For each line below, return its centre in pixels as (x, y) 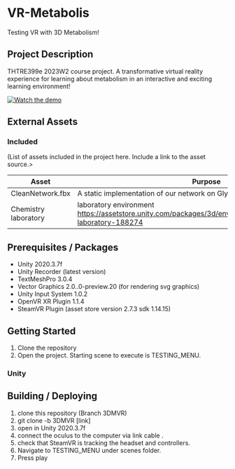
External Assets (43, 122)
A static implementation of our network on (146, 193)
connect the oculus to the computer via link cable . (90, 435)
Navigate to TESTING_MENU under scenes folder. (89, 450)
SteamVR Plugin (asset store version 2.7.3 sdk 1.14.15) (94, 309)
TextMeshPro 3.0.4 (45, 279)
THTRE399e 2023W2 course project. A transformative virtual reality (105, 71)
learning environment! (39, 86)
